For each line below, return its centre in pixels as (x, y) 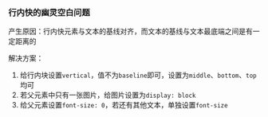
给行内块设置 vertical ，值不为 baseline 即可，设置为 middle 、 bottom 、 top (138, 75)
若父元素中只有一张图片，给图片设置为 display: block (108, 95)
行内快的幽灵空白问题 (49, 12)
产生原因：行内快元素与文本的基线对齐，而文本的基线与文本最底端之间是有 (130, 31)
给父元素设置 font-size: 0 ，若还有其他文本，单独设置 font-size (124, 105)
